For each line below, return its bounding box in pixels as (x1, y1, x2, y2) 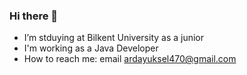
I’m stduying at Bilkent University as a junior (23, 32, 205, 44)
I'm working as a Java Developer (23, 42, 159, 54)
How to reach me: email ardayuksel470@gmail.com (23, 53, 237, 65)
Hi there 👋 (9, 9, 59, 23)
